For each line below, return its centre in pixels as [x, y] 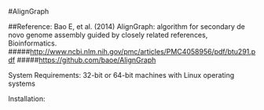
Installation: [27, 99]
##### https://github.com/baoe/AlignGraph [86, 60]
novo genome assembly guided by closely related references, [108, 35]
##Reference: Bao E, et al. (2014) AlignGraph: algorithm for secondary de [126, 26]
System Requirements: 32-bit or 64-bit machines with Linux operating [121, 75]
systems [22, 83]
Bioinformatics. [33, 43]
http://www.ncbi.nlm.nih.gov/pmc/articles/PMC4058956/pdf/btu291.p [143, 51]
